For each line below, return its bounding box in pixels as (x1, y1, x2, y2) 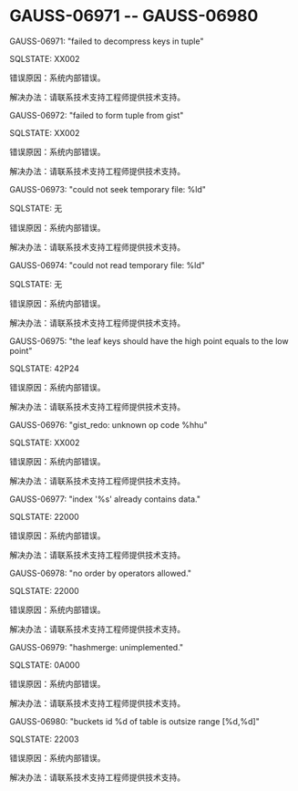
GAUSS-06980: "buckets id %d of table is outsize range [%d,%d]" (9, 715, 260, 726)
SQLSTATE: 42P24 (9, 362, 80, 374)
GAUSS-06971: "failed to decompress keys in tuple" (9, 36, 204, 47)
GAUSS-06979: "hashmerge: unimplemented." (9, 641, 184, 652)
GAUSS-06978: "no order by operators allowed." (9, 567, 192, 578)
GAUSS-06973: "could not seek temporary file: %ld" (9, 183, 207, 194)
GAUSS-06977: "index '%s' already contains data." (9, 494, 200, 505)
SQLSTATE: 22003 (9, 734, 79, 744)
